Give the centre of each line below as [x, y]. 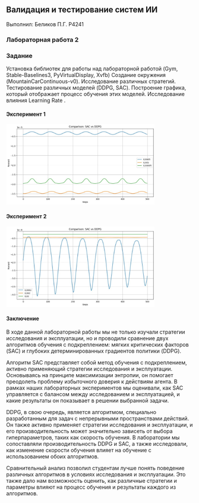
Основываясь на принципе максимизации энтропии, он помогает [90, 375]
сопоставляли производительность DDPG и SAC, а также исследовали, [97, 444]
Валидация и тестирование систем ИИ [82, 10]
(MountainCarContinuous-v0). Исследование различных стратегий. [91, 81]
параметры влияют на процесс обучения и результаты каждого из [91, 487]
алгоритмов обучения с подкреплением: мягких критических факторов [97, 345]
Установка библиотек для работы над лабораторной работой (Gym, [92, 69]
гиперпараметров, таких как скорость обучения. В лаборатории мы [93, 437]
